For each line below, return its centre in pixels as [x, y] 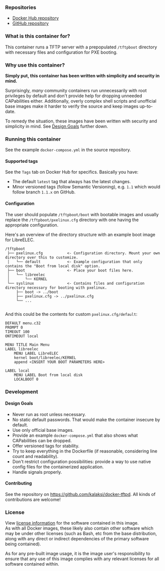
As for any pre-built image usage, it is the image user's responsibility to [78, 554]
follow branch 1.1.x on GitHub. [44, 192]
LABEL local [17, 371]
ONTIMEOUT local [22, 336]
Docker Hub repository [36, 18]
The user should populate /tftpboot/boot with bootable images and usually [82, 214]
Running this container [33, 139]
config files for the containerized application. [58, 467]
